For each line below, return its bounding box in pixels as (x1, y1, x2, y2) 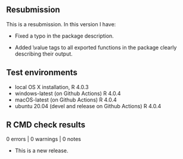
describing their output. (14, 50, 73, 57)
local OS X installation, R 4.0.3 (14, 83, 89, 90)
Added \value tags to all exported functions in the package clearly (14, 44, 177, 51)
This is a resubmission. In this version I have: (6, 20, 116, 27)
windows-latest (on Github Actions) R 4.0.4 (14, 90, 121, 97)
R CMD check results (6, 120, 86, 130)
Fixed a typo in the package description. (14, 32, 114, 39)
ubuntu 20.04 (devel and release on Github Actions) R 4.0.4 (14, 102, 162, 109)
